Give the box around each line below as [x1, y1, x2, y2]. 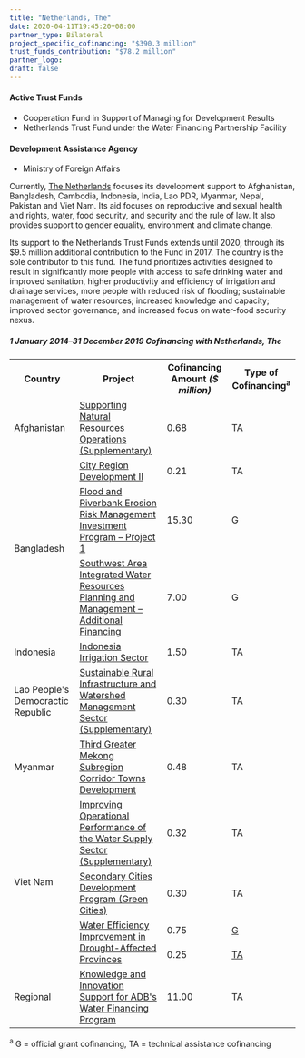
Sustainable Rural [79, 666, 154, 679]
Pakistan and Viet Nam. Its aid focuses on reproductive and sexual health [9, 200, 283, 211]
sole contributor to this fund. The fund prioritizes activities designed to [9, 257, 274, 268]
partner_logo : [9, 56, 64, 65]
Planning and [79, 591, 135, 604]
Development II [79, 471, 143, 483]
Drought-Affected [79, 941, 157, 954]
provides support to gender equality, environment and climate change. [9, 219, 273, 230]
